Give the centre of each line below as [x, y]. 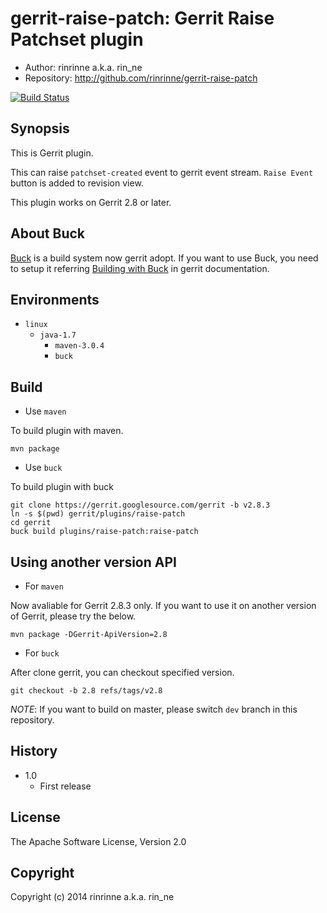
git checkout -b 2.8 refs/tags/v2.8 [86, 691]
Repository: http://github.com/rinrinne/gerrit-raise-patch [141, 78]
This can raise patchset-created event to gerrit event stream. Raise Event [162, 172]
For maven [44, 586]
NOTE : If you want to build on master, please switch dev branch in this [154, 709]
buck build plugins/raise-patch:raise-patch [104, 532]
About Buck [48, 233]
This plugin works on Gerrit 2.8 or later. [91, 202]
